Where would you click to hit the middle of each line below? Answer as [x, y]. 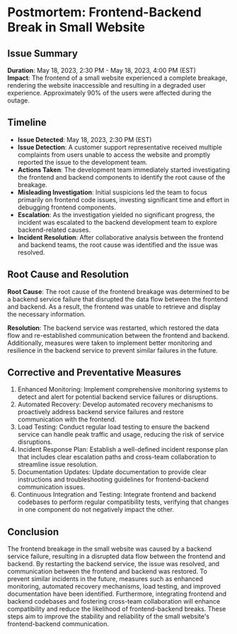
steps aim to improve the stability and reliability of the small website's [109, 616]
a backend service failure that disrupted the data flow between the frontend [118, 299]
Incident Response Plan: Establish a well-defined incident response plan [123, 450]
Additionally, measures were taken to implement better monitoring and [110, 343]
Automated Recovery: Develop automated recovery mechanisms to [115, 404]
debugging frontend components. [67, 207]
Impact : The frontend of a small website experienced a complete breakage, [117, 78]
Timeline [27, 123]
